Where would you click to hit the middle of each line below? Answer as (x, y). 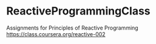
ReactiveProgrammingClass (78, 11)
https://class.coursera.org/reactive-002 (56, 34)
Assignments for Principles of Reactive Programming (72, 28)
